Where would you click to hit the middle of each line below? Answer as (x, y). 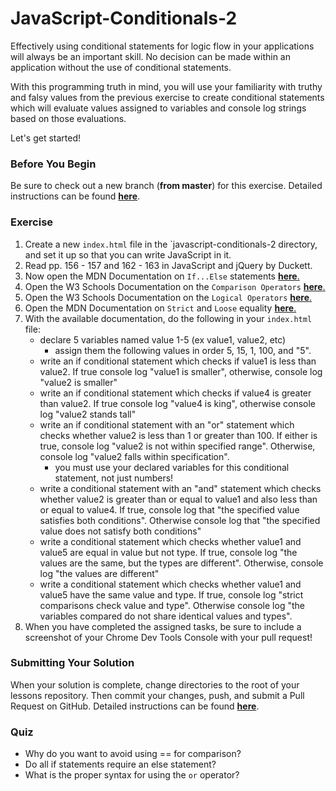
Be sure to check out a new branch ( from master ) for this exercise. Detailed (166, 186)
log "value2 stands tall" (88, 414)
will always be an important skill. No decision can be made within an (150, 56)
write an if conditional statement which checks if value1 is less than (178, 361)
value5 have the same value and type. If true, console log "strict (171, 594)
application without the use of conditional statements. (121, 67)
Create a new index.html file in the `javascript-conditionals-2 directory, (171, 244)
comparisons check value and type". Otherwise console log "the (172, 605)
